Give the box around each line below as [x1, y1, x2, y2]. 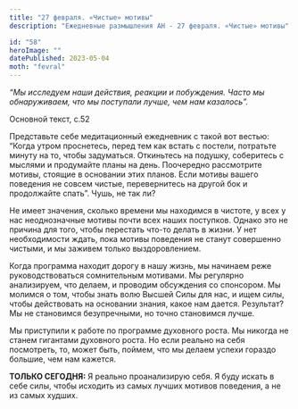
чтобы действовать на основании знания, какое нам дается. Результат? [9, 298, 284, 309]
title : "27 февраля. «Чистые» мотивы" [9, 13, 153, 22]
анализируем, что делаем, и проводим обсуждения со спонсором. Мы [9, 280, 281, 290]
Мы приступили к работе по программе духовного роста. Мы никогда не [9, 325, 289, 336]
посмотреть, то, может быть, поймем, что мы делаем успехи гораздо [9, 345, 277, 355]
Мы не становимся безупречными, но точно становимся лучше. [9, 308, 255, 318]
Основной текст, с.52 [9, 113, 91, 124]
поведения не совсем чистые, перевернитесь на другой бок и [9, 179, 248, 188]
